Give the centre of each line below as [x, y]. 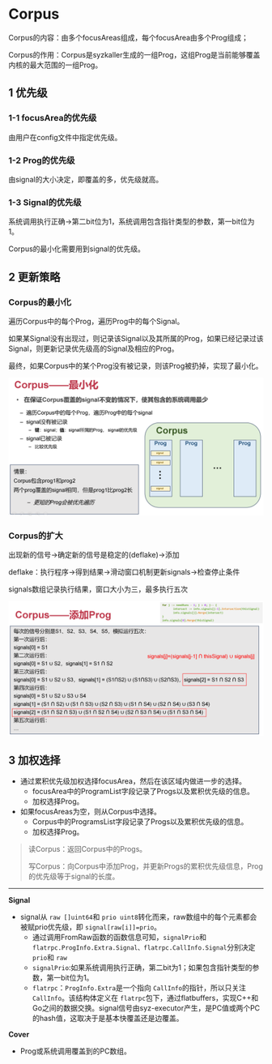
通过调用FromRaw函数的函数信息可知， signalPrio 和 [119, 938]
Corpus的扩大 [36, 536]
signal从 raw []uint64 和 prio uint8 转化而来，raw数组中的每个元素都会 [138, 917]
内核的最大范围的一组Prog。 [55, 65]
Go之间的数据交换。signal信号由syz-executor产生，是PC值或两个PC [146, 1008]
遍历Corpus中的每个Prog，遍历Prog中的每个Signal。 [96, 321]
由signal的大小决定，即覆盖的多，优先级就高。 [86, 179]
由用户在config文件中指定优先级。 [65, 137]
